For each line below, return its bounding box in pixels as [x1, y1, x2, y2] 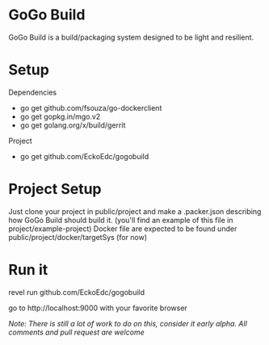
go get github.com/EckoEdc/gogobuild [19, 151, 149, 161]
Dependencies [8, 87, 57, 97]
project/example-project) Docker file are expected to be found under [8, 224, 237, 234]
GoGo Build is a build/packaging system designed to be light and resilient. [8, 32, 254, 42]
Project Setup [8, 180, 103, 199]
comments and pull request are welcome [8, 327, 145, 337]
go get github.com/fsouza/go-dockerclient [19, 103, 162, 112]
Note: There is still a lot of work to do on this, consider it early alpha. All [8, 318, 248, 328]
